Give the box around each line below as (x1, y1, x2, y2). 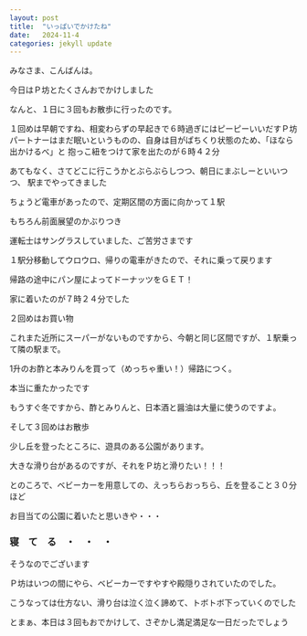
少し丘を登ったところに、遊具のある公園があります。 (9, 440, 209, 452)
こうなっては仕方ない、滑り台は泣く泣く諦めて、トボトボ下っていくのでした (9, 597, 297, 608)
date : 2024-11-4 (9, 30, 79, 39)
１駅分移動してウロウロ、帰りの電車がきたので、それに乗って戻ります (9, 255, 273, 266)
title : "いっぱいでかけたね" (9, 22, 112, 31)
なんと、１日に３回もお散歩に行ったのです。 (9, 104, 177, 115)
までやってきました (35, 177, 108, 188)
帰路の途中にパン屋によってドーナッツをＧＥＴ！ (9, 274, 194, 285)
